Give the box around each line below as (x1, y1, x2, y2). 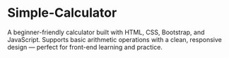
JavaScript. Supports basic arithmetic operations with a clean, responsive (7, 35, 223, 43)
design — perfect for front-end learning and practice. (7, 43, 163, 51)
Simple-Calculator (7, 5, 117, 21)
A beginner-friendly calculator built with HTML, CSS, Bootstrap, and (7, 28, 205, 36)
